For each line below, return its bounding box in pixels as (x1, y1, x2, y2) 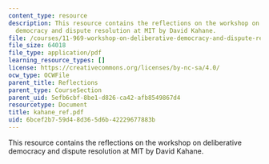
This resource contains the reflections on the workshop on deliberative (8, 138, 243, 147)
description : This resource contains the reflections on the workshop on (8, 19, 260, 27)
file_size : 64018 (8, 42, 66, 50)
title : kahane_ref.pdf (8, 109, 84, 117)
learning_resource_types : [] (8, 57, 106, 65)
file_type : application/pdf (8, 49, 102, 57)
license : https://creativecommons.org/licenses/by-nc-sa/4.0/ (8, 64, 220, 72)
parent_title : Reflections (8, 78, 98, 86)
